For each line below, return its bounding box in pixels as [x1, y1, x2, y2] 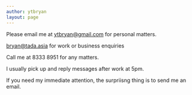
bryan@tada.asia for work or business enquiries [6, 42, 124, 49]
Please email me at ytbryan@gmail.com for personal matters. [6, 30, 157, 37]
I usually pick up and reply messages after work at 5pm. [6, 65, 144, 72]
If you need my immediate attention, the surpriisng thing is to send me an [6, 77, 187, 84]
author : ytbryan [6, 8, 47, 15]
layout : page [6, 14, 39, 20]
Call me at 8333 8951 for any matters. [6, 53, 99, 61]
